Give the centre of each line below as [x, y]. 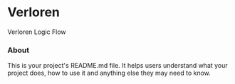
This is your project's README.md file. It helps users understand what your [117, 66]
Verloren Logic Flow [37, 32]
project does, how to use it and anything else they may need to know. [109, 73]
